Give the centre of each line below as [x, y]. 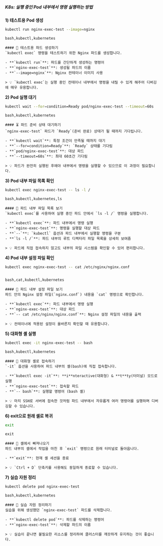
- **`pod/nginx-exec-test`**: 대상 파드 [45, 151]
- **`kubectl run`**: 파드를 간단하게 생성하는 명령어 [55, 62]
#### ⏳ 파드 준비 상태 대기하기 [33, 125]
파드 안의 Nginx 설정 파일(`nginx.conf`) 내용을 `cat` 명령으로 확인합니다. [75, 295]
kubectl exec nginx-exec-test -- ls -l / [48, 190]
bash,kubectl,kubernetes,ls [34, 199]
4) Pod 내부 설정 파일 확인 [30, 258]
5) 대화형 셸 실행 [21, 334]
